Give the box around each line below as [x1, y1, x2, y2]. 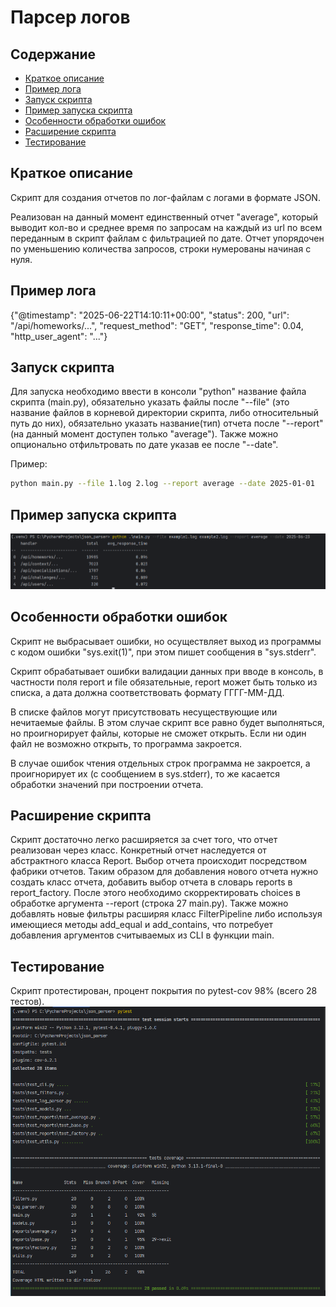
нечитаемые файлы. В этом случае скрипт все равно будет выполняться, [10, 716, 325, 728]
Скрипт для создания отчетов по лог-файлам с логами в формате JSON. [10, 191, 321, 203]
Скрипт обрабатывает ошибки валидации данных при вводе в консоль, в [10, 665, 324, 677]
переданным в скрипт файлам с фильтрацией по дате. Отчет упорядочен [10, 232, 325, 244]
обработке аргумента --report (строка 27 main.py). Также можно [10, 897, 289, 910]
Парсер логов [10, 6, 131, 29]
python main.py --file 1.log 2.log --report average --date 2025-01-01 [10, 479, 315, 489]
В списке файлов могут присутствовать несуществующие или [10, 706, 278, 718]
